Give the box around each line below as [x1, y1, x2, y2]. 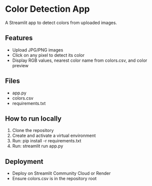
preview [12, 62, 28, 68]
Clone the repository [12, 128, 54, 133]
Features [5, 34, 33, 42]
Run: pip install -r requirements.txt [12, 138, 82, 144]
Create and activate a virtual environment [12, 133, 96, 138]
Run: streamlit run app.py [12, 143, 64, 149]
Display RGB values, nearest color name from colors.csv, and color [12, 57, 148, 63]
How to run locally [5, 114, 62, 123]
